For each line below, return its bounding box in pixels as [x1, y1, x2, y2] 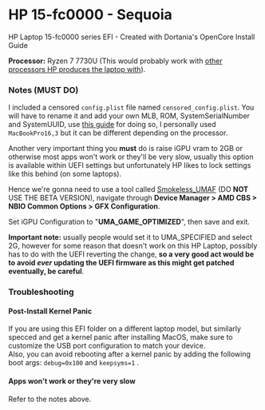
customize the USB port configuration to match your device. [8, 341, 206, 351]
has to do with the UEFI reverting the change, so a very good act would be [8, 249, 254, 259]
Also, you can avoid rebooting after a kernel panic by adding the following [8, 349, 251, 359]
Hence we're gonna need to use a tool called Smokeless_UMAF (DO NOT [8, 185, 249, 194]
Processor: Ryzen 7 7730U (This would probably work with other [8, 56, 223, 66]
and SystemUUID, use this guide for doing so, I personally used [8, 120, 217, 129]
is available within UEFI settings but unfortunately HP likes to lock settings [8, 161, 251, 170]
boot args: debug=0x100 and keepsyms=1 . [8, 358, 140, 368]
